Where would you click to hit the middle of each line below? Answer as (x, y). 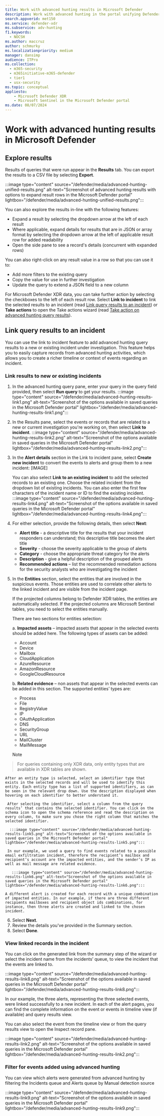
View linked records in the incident (47, 944)
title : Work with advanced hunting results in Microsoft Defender (74, 10)
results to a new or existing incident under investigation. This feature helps (80, 347)
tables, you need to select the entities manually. (60, 609)
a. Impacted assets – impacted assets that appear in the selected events (85, 628)
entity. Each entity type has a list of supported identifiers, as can (79, 787)
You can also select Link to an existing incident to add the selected (80, 478)
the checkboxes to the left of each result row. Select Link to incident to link (81, 300)
